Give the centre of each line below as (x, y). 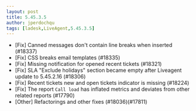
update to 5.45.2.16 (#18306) (50, 77)
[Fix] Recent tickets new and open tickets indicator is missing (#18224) (102, 83)
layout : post (22, 12)
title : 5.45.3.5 (26, 17)
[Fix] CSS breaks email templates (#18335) (68, 58)
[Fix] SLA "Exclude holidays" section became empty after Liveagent (98, 70)
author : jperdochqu (30, 23)
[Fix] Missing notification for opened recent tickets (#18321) (88, 64)
